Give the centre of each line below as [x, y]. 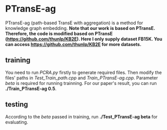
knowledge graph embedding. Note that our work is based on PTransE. [80, 28]
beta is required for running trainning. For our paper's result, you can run [81, 83]
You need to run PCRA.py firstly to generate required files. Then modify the [83, 72]
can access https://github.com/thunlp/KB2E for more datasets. [73, 44]
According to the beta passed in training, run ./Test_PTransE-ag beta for [81, 116]
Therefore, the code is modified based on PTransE [59, 33]
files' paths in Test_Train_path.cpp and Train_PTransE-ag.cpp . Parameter [82, 78]
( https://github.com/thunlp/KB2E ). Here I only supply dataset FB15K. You [84, 39]
